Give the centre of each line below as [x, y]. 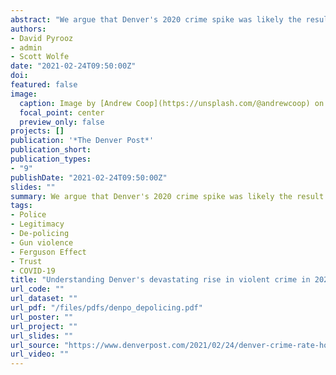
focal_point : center [62, 112]
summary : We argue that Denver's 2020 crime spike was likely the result [167, 196]
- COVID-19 [33, 271]
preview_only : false [62, 122]
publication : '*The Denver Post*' [82, 141]
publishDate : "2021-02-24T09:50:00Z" [89, 177]
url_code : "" [37, 289]
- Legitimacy [37, 224]
